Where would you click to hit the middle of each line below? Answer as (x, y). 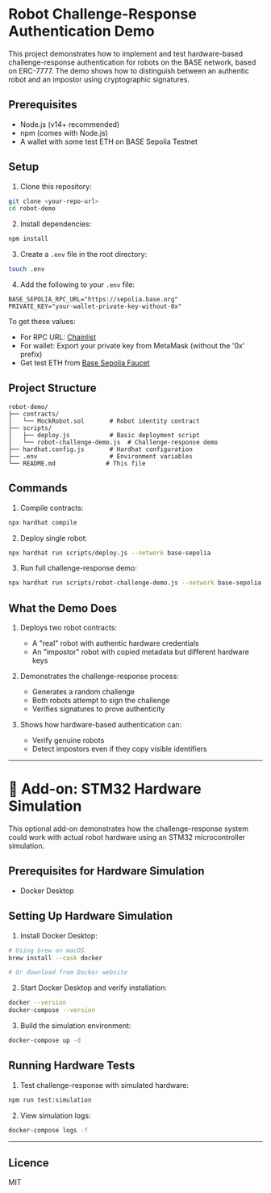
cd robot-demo (32, 209)
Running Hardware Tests (72, 1066)
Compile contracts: (52, 508)
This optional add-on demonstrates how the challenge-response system (128, 828)
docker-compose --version (52, 1010)
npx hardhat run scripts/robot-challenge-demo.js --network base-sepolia (135, 583)
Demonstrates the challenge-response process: (99, 677)
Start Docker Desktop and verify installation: (94, 988)
